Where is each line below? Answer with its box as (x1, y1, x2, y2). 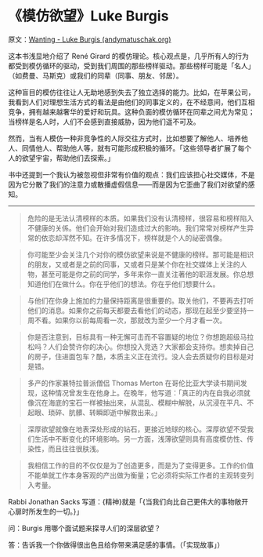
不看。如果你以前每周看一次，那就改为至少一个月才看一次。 (34, 315, 227, 325)
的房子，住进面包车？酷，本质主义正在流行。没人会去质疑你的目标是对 (27, 351, 254, 361)
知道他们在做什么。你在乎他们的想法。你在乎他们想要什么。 (27, 279, 220, 289)
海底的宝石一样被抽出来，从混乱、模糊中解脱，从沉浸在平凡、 (48, 398, 247, 407)
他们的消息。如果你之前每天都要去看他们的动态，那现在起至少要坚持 (27, 305, 247, 315)
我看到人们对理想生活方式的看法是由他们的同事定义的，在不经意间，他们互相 (8, 97, 255, 107)
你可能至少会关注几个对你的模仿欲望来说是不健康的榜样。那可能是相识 (27, 249, 254, 259)
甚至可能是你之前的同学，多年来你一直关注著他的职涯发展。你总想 (41, 269, 254, 278)
